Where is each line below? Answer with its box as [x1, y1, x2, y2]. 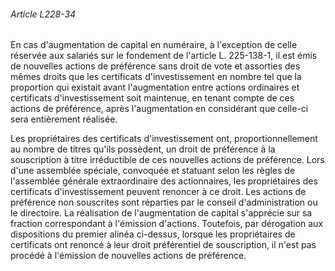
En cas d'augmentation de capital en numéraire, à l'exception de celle [10, 39, 298, 51]
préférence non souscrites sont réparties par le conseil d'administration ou [10, 196, 318, 209]
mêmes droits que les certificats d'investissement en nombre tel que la [10, 71, 302, 83]
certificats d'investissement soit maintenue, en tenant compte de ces [10, 92, 295, 104]
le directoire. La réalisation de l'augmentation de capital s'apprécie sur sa [10, 207, 313, 219]
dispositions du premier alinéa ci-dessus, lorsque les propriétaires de [10, 228, 296, 240]
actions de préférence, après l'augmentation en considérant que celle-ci [10, 103, 309, 115]
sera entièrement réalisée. [10, 113, 118, 125]
